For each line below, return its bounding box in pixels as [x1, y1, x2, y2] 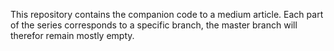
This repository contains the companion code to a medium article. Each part [10, 9, 324, 20]
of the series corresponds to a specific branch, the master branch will [10, 19, 298, 31]
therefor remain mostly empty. [10, 30, 135, 41]
